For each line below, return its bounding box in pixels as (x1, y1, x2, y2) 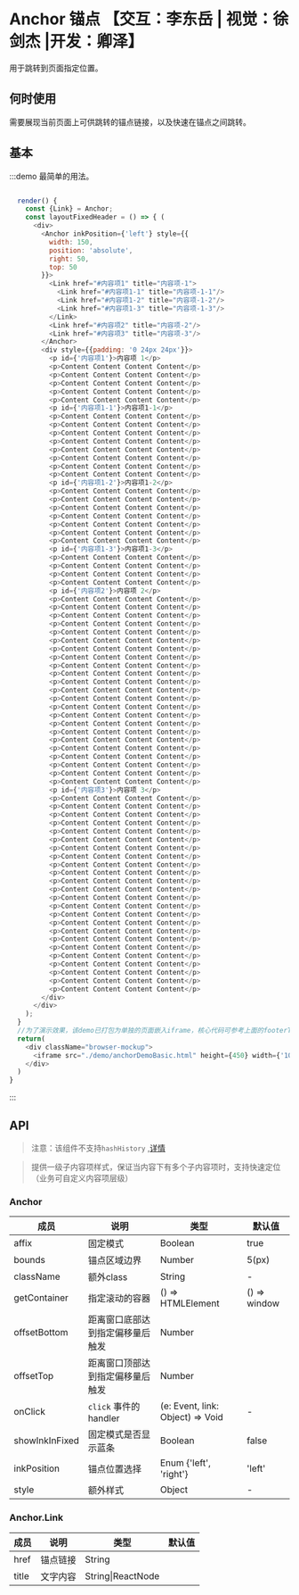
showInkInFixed (13, 1434, 80, 1447)
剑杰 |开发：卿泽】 (9, 31, 144, 52)
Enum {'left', (159, 1457, 211, 1469)
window (246, 1297, 280, 1309)
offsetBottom (13, 1326, 69, 1339)
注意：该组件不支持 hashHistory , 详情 (30, 1142, 166, 1153)
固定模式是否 (87, 1428, 142, 1441)
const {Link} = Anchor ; (25, 204, 114, 213)
